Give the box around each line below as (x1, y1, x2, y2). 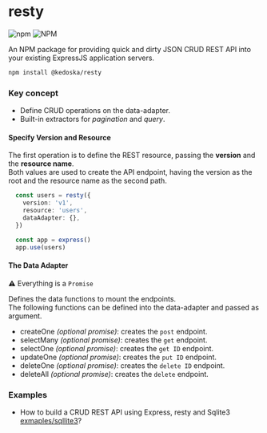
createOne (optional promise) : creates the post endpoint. (19, 326, 208, 336)
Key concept (8, 87, 58, 99)
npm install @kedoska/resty (8, 68, 102, 76)
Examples (8, 389, 48, 400)
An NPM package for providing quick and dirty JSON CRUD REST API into (8, 44, 252, 54)
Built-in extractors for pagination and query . (19, 115, 165, 124)
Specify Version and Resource (8, 132, 111, 142)
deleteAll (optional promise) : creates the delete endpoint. (19, 369, 209, 378)
